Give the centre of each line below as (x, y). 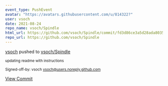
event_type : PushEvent (29, 10)
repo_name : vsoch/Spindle (32, 28)
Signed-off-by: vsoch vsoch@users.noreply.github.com (53, 69)
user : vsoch (17, 19)
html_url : (15, 33)
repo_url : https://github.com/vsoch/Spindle (52, 38)
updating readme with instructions (34, 61)
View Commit (19, 79)
